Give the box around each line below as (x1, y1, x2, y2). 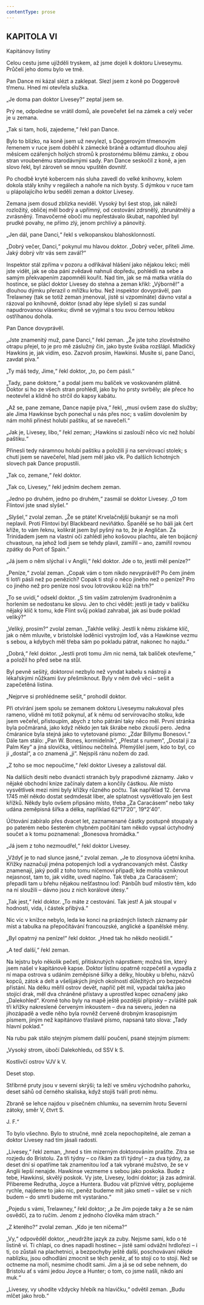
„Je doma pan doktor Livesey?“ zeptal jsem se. (6, 95, 124, 103)
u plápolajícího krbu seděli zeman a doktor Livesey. (6, 188, 135, 195)
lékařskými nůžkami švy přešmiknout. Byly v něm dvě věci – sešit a (6, 674, 174, 682)
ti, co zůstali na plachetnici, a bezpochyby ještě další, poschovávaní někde (6, 1248, 193, 1256)
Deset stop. (6, 1070, 35, 1077)
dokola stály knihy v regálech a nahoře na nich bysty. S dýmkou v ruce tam (6, 182, 194, 189)
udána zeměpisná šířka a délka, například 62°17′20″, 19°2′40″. (6, 806, 162, 813)
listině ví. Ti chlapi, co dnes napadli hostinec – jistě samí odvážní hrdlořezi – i (6, 1242, 198, 1249)
